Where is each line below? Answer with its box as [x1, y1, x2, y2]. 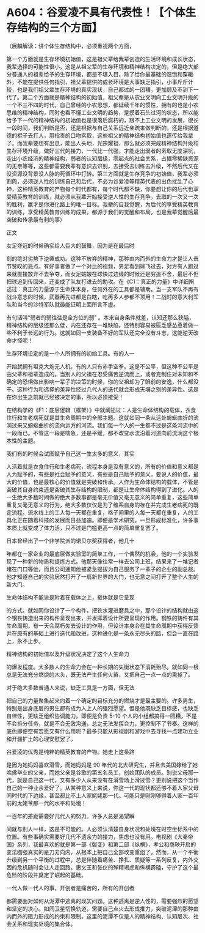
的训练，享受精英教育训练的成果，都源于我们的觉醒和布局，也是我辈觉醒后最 [6, 208, 199, 215]
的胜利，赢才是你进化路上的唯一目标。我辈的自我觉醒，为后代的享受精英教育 [6, 200, 199, 208]
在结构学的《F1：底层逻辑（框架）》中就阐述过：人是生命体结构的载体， [6, 406, 185, 414]
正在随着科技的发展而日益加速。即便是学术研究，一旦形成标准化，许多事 [16, 516, 199, 524]
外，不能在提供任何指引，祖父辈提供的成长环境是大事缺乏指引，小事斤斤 [6, 78, 188, 86]
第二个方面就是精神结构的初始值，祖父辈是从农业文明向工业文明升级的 [22, 93, 199, 101]
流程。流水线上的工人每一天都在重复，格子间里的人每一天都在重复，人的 [11, 508, 193, 516]
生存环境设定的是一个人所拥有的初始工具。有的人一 [6, 349, 135, 357]
